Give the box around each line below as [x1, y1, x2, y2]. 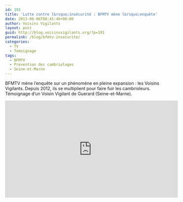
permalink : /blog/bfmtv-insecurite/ [5, 35, 80, 40]
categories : [5, 39, 30, 44]
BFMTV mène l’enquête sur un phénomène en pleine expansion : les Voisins [5, 80, 159, 86]
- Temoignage [9, 48, 37, 53]
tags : [5, 53, 16, 58]
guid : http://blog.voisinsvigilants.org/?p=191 [5, 30, 105, 35]
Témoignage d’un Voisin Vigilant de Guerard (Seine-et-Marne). [5, 91, 132, 97]
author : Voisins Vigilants [5, 21, 61, 26]
